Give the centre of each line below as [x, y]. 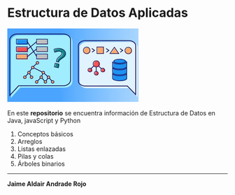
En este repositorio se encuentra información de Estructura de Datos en [111, 113]
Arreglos [30, 141]
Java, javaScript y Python [44, 120]
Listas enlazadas [42, 149]
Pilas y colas [35, 156]
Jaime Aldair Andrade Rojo [47, 184]
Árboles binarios [41, 164]
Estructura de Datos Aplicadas [98, 13]
